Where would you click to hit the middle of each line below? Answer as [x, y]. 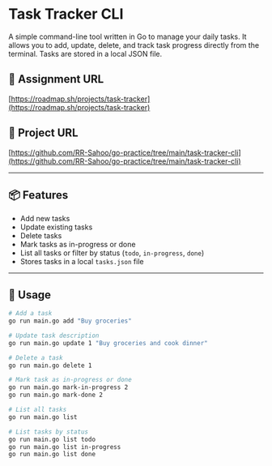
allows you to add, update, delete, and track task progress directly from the [134, 45]
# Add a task [30, 314]
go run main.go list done [52, 455]
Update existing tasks [56, 227]
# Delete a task [36, 357]
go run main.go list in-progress [65, 447]
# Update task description [54, 336]
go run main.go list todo [52, 439]
